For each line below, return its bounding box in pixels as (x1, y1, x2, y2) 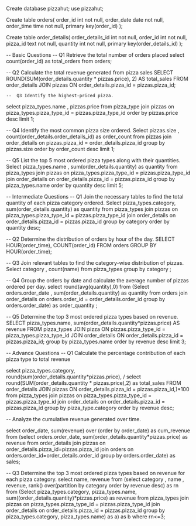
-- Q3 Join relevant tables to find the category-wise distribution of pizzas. (6, 259, 184, 266)
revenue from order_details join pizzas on (6, 439, 106, 446)
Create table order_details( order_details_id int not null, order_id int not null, (6, 34, 187, 40)
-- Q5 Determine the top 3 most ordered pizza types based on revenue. (6, 313, 178, 320)
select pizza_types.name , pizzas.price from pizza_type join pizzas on (6, 103, 174, 110)
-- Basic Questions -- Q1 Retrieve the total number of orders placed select (6, 52, 184, 58)
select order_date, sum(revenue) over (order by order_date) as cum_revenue (6, 427, 191, 434)
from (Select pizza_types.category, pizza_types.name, (6, 489, 137, 495)
